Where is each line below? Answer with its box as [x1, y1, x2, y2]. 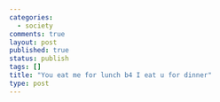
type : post [9, 79, 50, 88]
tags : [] [9, 63, 42, 72]
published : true [9, 46, 69, 55]
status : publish [9, 54, 69, 63]
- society [17, 21, 53, 30]
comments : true [9, 29, 66, 38]
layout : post [9, 37, 58, 47]
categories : [9, 12, 53, 22]
